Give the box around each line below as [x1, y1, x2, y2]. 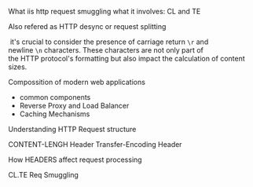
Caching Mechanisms [19, 109, 90, 119]
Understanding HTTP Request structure [8, 125, 137, 134]
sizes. [8, 62, 27, 71]
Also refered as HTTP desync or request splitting [8, 22, 167, 31]
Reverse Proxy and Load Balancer [19, 101, 130, 110]
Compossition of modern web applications [8, 78, 145, 86]
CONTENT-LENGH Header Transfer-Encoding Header [8, 140, 182, 148]
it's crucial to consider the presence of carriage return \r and [9, 37, 209, 46]
